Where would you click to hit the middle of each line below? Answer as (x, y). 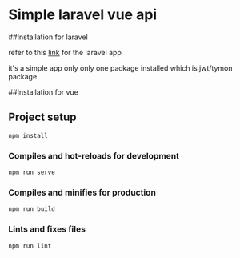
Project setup (43, 117)
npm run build (32, 209)
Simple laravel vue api (83, 15)
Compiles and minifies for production (82, 192)
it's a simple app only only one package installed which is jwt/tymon (120, 68)
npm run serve (32, 173)
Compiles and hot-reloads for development (94, 155)
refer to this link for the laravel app (65, 52)
